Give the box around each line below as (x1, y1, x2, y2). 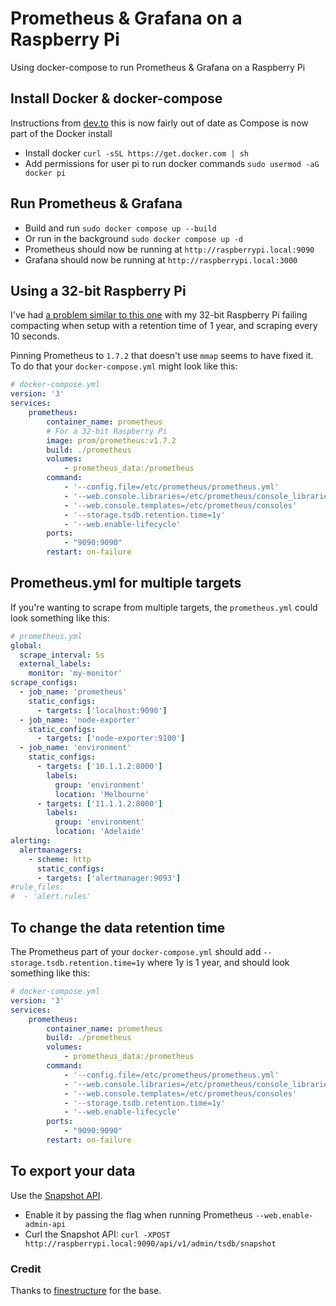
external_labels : (19, 659, 92, 669)
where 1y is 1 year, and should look (146, 957, 290, 968)
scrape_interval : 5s (19, 650, 105, 660)
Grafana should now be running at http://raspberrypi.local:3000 (24, 253, 298, 266)
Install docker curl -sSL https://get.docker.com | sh (24, 147, 250, 159)
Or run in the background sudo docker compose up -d (24, 232, 244, 244)
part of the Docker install (10, 127, 113, 139)
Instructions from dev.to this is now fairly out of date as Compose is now (10, 117, 309, 129)
